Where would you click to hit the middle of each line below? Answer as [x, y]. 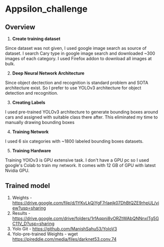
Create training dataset [36, 39]
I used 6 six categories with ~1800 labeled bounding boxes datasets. [74, 141]
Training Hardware [32, 151]
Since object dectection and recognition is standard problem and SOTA [77, 82]
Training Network [30, 132]
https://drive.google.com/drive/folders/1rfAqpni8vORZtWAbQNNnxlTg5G [85, 218]
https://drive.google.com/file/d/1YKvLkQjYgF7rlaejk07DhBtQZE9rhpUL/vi [85, 203]
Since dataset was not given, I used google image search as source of [76, 48]
